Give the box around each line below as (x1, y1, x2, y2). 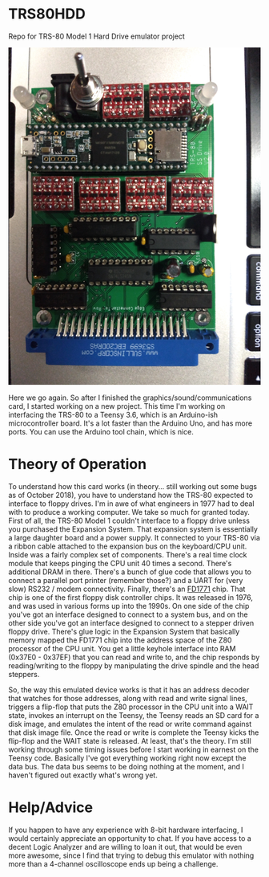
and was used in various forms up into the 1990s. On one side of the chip (8, 601, 250, 610)
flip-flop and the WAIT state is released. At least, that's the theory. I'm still (8, 736, 252, 745)
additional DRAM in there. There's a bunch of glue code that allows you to (8, 567, 252, 577)
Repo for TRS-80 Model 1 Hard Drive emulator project (8, 31, 186, 41)
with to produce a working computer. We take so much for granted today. (8, 507, 251, 516)
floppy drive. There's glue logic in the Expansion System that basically (8, 626, 240, 636)
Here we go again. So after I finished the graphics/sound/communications (8, 393, 252, 402)
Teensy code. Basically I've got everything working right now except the (8, 753, 247, 763)
